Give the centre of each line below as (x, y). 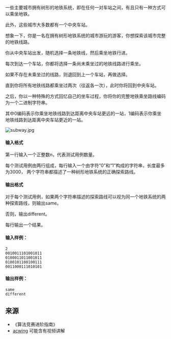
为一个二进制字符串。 (27, 103)
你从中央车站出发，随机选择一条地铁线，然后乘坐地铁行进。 (68, 53)
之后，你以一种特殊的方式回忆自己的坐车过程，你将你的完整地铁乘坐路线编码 (85, 96)
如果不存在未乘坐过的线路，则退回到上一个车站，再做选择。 (68, 75)
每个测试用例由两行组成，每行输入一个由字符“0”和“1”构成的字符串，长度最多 (85, 165)
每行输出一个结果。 (25, 225)
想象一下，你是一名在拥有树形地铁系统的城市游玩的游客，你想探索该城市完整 (85, 35)
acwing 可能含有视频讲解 (39, 330)
